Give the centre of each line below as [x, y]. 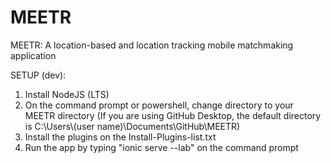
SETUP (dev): [38, 75]
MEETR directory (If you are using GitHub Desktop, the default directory [173, 115]
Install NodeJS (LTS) [67, 94]
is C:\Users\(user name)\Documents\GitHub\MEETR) [132, 126]
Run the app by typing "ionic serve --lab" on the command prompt [161, 147]
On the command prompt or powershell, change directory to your [159, 105]
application [33, 55]
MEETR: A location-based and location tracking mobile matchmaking [152, 45]
